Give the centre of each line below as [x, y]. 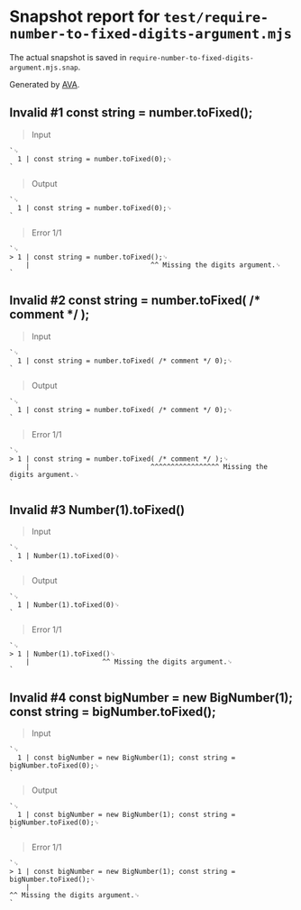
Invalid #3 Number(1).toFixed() [97, 510]
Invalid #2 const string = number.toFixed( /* [135, 301]
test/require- [216, 18]
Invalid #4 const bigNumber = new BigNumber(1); [151, 698]
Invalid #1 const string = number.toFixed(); [131, 113]
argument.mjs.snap [44, 68]
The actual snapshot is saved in [68, 57]
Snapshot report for [85, 17]
